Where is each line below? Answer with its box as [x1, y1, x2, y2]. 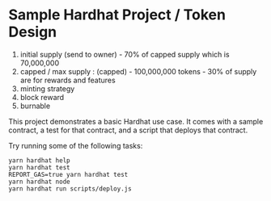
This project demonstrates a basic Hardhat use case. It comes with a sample [8, 116, 264, 126]
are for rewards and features [19, 75, 116, 85]
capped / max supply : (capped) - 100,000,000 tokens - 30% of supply [19, 66, 257, 76]
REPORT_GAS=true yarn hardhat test [8, 170, 129, 178]
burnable [19, 101, 51, 111]
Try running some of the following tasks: [8, 140, 143, 150]
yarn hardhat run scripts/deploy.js [8, 184, 132, 193]
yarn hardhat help [8, 156, 70, 165]
